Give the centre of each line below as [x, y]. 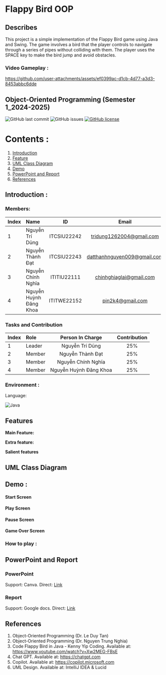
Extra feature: [20, 442]
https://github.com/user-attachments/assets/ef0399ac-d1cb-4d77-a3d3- [80, 79]
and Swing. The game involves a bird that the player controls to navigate [79, 45]
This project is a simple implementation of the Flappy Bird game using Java [82, 39]
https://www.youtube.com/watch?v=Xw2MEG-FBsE [65, 652]
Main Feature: [20, 433]
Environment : [22, 385]
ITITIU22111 [65, 277]
